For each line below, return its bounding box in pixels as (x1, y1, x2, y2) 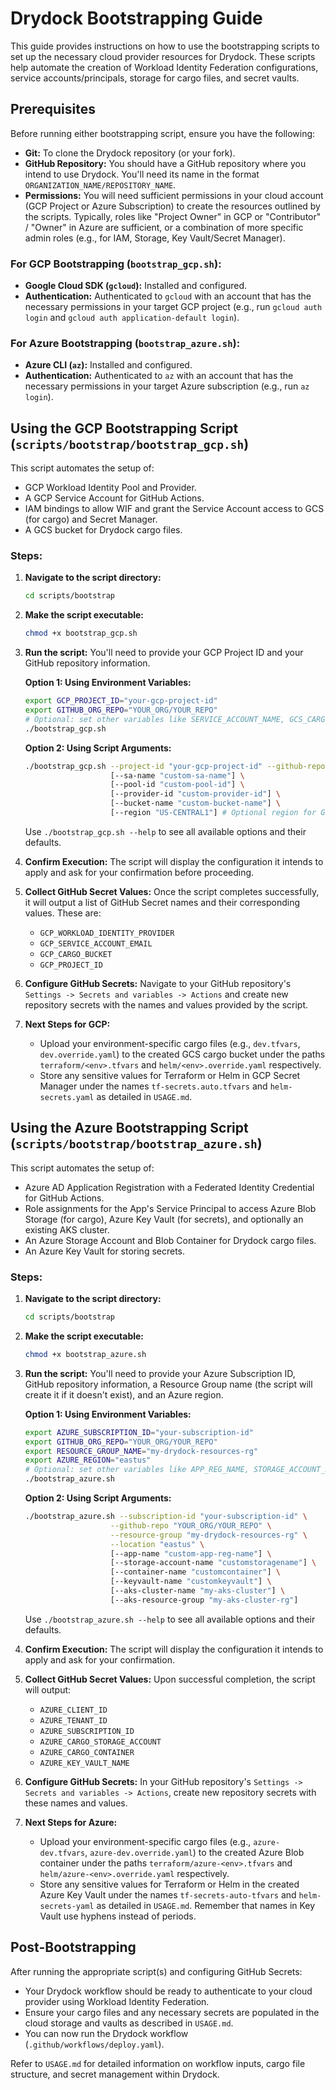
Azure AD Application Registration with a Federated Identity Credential (24, 1181, 315, 1193)
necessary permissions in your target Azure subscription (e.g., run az (24, 380, 310, 392)
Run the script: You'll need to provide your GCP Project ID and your (24, 647, 304, 659)
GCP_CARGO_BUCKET (39, 949, 113, 959)
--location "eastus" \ (109, 1539, 205, 1549)
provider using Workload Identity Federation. (24, 1995, 210, 2007)
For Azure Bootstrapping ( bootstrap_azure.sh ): (10, 336, 241, 350)
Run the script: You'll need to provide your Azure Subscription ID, (24, 1367, 296, 1379)
